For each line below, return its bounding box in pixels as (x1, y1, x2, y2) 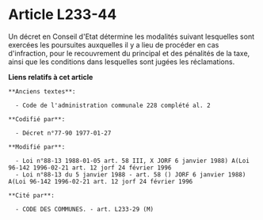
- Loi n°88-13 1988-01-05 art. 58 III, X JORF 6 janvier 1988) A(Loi (15, 157, 250, 165)
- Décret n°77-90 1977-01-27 (15, 129, 112, 137)
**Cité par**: (8, 192, 55, 199)
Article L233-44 (8, 6, 117, 24)
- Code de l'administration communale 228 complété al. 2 (15, 101, 212, 109)
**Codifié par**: (8, 115, 66, 123)
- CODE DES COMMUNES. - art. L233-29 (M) (15, 205, 154, 213)
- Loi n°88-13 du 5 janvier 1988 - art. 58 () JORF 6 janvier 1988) (15, 170, 246, 179)
